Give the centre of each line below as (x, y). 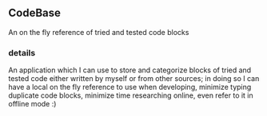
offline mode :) (32, 104)
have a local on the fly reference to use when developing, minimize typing (130, 87)
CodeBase (35, 13)
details (22, 52)
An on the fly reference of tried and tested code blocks (99, 32)
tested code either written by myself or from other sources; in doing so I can (134, 79)
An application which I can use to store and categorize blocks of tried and (130, 70)
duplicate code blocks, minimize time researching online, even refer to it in (131, 95)
